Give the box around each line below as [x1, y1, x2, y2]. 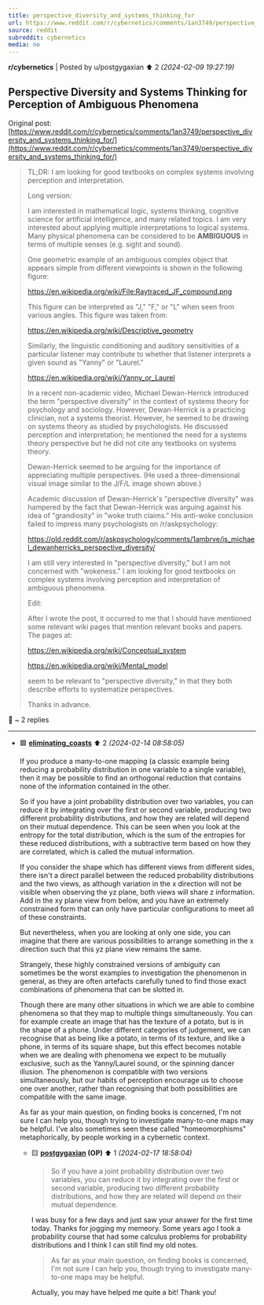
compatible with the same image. [19, 1092, 127, 1101]
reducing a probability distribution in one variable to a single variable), [19, 765, 246, 774]
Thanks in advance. [27, 699, 92, 709]
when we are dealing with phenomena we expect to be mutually [19, 1050, 226, 1059]
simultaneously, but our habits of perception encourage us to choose [19, 1075, 244, 1084]
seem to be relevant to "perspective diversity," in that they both [27, 676, 233, 685]
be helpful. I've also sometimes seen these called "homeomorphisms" [19, 1124, 247, 1133]
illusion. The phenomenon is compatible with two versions [19, 1066, 208, 1076]
